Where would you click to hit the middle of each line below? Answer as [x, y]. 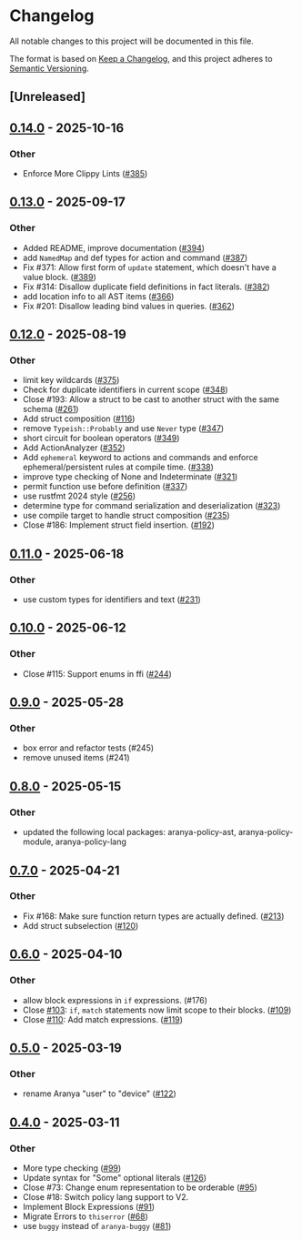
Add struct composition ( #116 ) [79, 418]
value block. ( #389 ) [60, 277]
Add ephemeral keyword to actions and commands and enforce [140, 458]
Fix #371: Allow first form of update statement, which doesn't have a [150, 267]
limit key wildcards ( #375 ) [71, 380]
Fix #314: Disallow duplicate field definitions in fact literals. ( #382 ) [146, 287]
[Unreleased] [48, 97]
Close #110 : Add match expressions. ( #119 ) [103, 1019]
